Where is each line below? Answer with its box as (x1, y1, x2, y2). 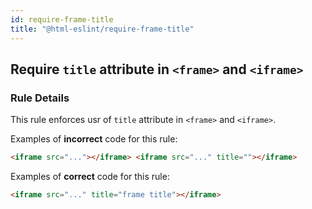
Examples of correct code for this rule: (10, 171, 170, 183)
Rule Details (10, 91, 70, 105)
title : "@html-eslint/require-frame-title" (10, 24, 195, 34)
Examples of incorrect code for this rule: (10, 133, 178, 145)
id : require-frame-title (10, 14, 114, 25)
